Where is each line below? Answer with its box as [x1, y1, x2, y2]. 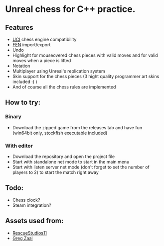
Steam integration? [12, 202, 51, 208]
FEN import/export [12, 42, 51, 48]
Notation [12, 63, 30, 69]
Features [5, 23, 33, 32]
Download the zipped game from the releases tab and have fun [12, 124, 143, 130]
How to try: [5, 98, 41, 107]
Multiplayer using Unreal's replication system [12, 68, 106, 74]
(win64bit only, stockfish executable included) [12, 130, 108, 136]
